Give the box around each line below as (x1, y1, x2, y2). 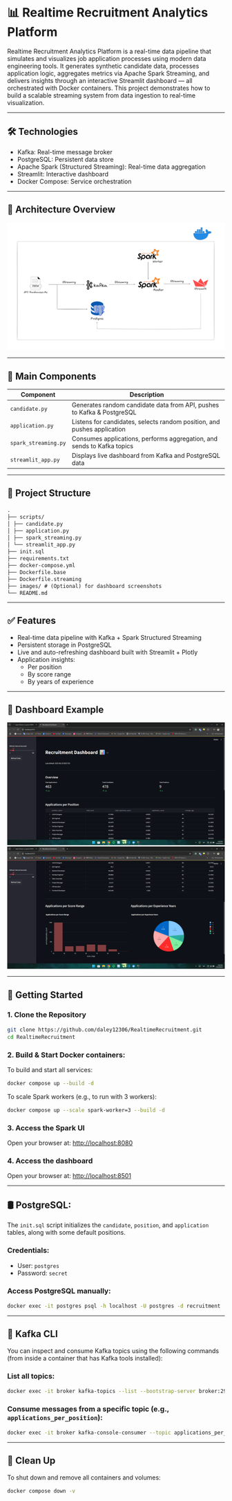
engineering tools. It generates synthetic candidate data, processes (7, 62, 200, 70)
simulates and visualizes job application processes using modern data (7, 54, 206, 62)
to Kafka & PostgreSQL (71, 408, 137, 416)
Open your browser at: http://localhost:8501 (7, 1172, 131, 1180)
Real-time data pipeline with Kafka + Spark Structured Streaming (17, 633, 202, 641)
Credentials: (7, 1246, 50, 1255)
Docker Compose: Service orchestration (17, 177, 133, 185)
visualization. (7, 98, 45, 107)
